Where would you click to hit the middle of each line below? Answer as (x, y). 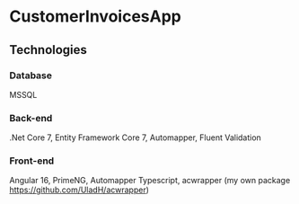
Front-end (32, 161)
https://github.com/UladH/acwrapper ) (79, 190)
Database (31, 75)
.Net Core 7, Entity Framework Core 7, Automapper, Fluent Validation (136, 137)
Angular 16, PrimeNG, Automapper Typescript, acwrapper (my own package (150, 181)
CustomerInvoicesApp (95, 17)
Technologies (48, 50)
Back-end (31, 118)
